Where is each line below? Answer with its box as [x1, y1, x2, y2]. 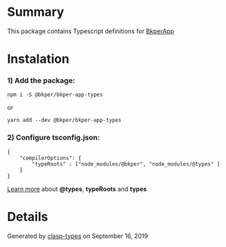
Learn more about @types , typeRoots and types [7, 184, 147, 193]
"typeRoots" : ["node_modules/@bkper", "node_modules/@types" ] [32, 160, 220, 168]
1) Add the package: [7, 76, 76, 86]
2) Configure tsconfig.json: [7, 132, 101, 142]
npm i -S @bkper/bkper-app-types [7, 91, 103, 99]
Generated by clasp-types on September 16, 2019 [7, 232, 148, 240]
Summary [7, 4, 64, 20]
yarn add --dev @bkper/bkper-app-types [7, 117, 122, 124]
